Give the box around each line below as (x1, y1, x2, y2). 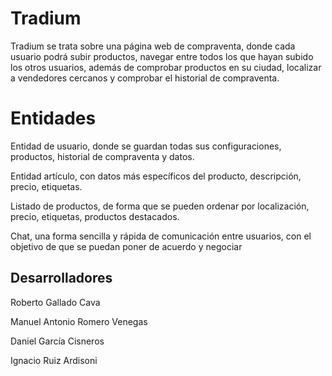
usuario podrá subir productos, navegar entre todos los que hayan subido (10, 50, 314, 62)
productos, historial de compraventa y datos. (10, 150, 195, 162)
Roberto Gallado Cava (10, 296, 101, 308)
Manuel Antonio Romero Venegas (10, 315, 148, 327)
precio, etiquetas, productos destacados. (10, 210, 180, 222)
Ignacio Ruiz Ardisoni (10, 354, 98, 366)
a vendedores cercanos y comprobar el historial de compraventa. (10, 72, 280, 84)
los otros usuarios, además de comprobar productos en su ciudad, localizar (10, 61, 322, 73)
